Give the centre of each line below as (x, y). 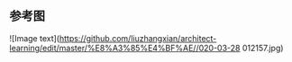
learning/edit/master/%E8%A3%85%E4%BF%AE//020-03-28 (125, 48)
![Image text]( (35, 38)
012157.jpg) (263, 48)
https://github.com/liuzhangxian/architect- (138, 38)
